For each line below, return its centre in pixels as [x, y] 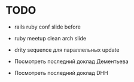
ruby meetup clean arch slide [50, 38]
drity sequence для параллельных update [67, 50]
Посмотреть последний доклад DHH [61, 72]
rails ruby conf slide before [48, 27]
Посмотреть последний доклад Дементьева [71, 61]
